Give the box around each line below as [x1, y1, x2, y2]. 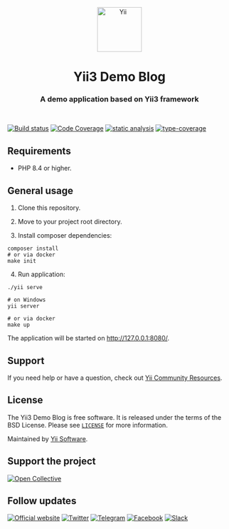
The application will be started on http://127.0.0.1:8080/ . [7, 334, 170, 343]
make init [7, 258, 37, 265]
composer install [7, 245, 59, 253]
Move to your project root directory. [17, 218, 122, 226]
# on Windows [7, 296, 46, 303]
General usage [7, 184, 73, 196]
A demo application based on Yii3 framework [40, 94, 199, 104]
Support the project [7, 455, 96, 468]
